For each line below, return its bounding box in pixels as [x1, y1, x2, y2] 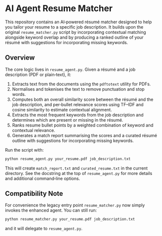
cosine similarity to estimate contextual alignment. [12, 107, 112, 112]
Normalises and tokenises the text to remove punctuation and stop [12, 86, 145, 92]
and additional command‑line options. [5, 175, 80, 181]
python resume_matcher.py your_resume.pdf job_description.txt [5, 217, 135, 222]
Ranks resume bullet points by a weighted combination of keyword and [12, 122, 154, 128]
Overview [5, 54, 35, 62]
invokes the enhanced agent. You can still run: [5, 207, 97, 213]
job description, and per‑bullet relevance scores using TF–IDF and [12, 101, 144, 107]
